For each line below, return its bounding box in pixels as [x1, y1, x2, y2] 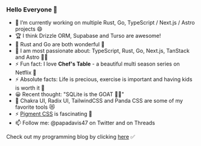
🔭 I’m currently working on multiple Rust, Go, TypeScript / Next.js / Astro [14, 19, 195, 26]
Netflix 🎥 [14, 69, 37, 76]
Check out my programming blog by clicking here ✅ [6, 133, 135, 141]
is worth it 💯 [14, 84, 45, 92]
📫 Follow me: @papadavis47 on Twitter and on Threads [14, 120, 155, 127]
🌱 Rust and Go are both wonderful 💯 [14, 41, 105, 48]
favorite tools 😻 [14, 103, 56, 111]
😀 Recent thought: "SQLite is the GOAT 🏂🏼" [14, 91, 124, 98]
